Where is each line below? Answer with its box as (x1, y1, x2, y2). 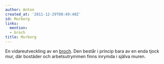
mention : (9, 26, 28, 31)
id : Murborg (5, 16, 30, 21)
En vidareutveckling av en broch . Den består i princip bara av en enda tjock (5, 48, 160, 54)
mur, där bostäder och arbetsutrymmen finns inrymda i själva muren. (5, 53, 146, 59)
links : (5, 21, 19, 26)
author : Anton (5, 7, 35, 12)
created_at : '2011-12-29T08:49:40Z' (5, 12, 81, 17)
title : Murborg (5, 35, 37, 40)
